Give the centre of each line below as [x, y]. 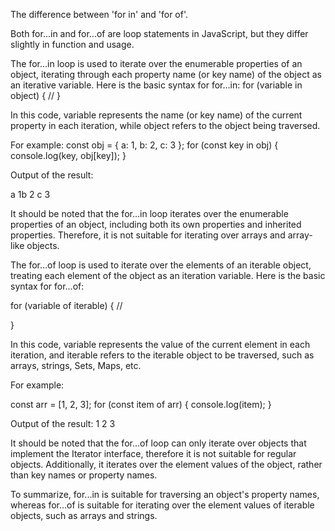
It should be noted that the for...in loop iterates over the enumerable [149, 213]
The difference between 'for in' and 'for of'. [99, 14]
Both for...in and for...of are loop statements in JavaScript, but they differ [159, 33]
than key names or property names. [84, 475]
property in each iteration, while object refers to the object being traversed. [165, 125]
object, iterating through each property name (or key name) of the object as [166, 74]
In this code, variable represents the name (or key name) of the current [156, 115]
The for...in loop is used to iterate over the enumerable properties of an [156, 63]
